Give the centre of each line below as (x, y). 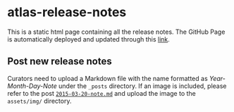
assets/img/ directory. (39, 101)
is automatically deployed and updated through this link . (89, 39)
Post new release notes (60, 62)
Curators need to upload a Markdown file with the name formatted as (107, 78)
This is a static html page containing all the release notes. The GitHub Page (116, 32)
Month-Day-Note (32, 86)
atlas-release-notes (67, 12)
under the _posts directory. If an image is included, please (143, 86)
